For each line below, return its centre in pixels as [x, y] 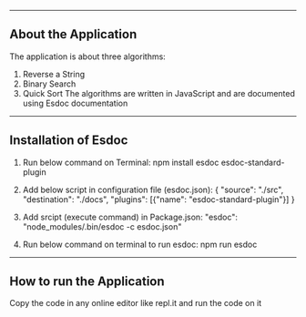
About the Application [73, 34]
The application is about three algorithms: [87, 56]
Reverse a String [54, 74]
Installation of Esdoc [69, 141]
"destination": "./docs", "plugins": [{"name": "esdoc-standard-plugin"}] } [158, 199]
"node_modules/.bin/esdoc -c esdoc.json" [102, 226]
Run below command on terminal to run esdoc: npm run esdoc [140, 244]
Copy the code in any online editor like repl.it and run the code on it [136, 303]
